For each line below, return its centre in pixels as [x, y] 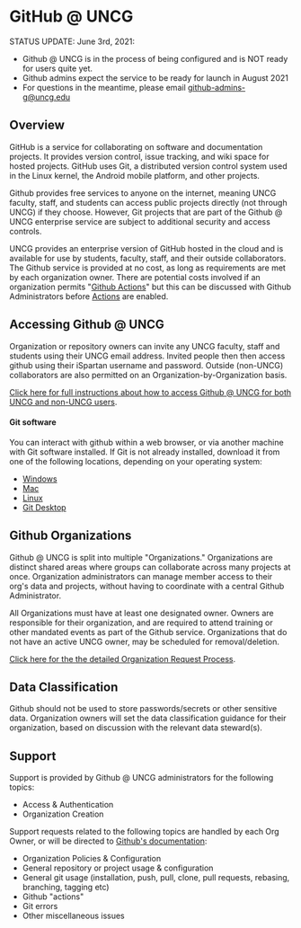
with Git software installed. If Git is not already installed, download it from [145, 452]
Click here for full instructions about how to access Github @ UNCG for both [150, 392]
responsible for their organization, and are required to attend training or [142, 623]
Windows [40, 479]
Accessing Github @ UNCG [87, 325]
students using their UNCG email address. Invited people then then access [147, 356]
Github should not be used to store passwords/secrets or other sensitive [143, 709]
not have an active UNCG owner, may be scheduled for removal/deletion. [145, 641]
